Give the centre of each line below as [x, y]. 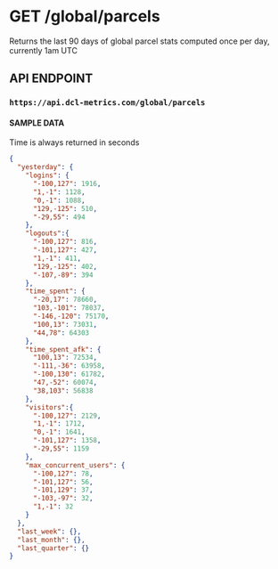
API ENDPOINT [51, 79]
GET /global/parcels [85, 16]
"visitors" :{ [49, 407]
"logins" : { [47, 175]
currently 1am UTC [44, 50]
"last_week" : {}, [49, 532]
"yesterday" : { [45, 167]
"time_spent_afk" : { [63, 349]
